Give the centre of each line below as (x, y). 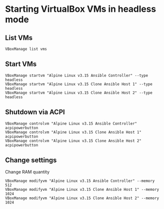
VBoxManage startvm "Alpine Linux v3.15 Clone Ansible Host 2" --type (79, 93)
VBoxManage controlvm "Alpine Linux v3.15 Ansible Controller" (71, 123)
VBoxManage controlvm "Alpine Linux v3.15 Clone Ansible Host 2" (73, 141)
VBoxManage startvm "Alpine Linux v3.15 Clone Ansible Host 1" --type (79, 84)
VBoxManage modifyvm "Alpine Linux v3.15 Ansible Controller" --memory (80, 181)
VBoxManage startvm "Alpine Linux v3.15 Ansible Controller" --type (77, 75)
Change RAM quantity (27, 172)
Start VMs (21, 64)
